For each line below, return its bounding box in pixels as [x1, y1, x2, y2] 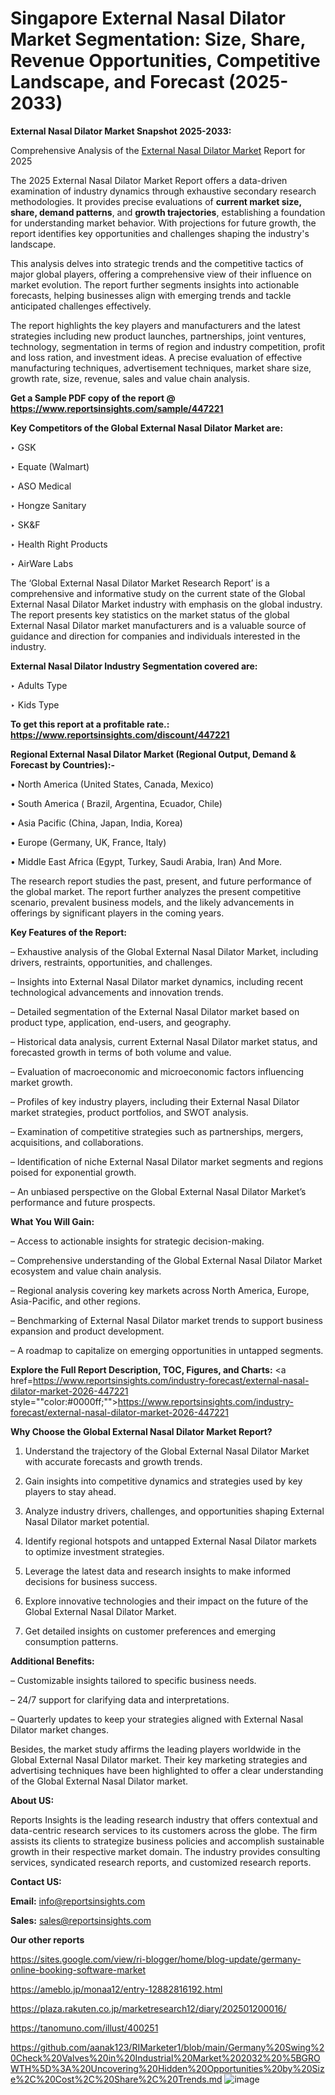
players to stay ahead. [24, 1485, 117, 1497]
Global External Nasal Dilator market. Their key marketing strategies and [10, 1753, 308, 1766]
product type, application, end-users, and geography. [10, 1016, 232, 1028]
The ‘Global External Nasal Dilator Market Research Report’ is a [10, 577, 270, 589]
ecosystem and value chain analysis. [10, 1265, 162, 1277]
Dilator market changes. [10, 1723, 110, 1736]
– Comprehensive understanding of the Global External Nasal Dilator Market [10, 1254, 323, 1266]
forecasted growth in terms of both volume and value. [10, 1046, 232, 1058]
